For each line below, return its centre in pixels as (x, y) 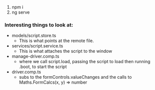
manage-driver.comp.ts (35, 56)
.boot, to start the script (43, 67)
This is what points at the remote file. (56, 41)
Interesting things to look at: (39, 25)
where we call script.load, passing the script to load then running (85, 62)
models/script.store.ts (34, 36)
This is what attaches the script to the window (65, 51)
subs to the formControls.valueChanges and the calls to (75, 77)
